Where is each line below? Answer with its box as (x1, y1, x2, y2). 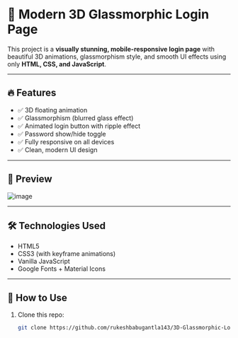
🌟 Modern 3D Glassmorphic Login (7, 6, 210, 23)
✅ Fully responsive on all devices (17, 137, 115, 146)
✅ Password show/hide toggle (17, 129, 106, 138)
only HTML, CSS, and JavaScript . (7, 59, 106, 68)
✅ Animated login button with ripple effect (17, 122, 140, 130)
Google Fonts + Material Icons (17, 264, 106, 273)
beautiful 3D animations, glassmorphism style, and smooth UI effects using (7, 52, 227, 61)
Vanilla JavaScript (17, 257, 71, 266)
